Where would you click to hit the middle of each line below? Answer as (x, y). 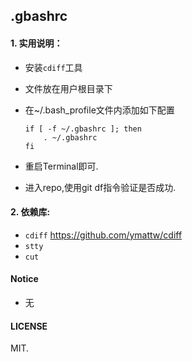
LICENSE (29, 326)
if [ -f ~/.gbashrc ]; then (83, 129)
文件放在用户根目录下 (68, 88)
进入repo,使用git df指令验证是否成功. (100, 187)
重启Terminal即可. (61, 166)
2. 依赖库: (30, 212)
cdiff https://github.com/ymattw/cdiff (103, 235)
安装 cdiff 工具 (53, 67)
